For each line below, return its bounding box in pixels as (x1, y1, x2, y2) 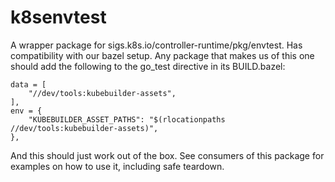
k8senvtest (10, 6, 107, 29)
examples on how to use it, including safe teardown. (10, 160, 225, 172)
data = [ (10, 79, 47, 90)
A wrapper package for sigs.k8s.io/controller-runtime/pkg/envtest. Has (10, 39, 303, 51)
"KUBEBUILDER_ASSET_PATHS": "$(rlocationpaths (28, 114, 226, 125)
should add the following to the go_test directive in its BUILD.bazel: (10, 60, 286, 72)
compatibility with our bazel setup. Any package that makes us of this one (10, 49, 315, 61)
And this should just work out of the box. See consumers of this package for (10, 149, 325, 161)
